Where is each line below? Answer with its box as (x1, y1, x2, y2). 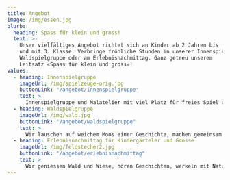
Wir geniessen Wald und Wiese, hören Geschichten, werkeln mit (25, 162, 210, 170)
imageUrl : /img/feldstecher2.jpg (19, 144, 115, 151)
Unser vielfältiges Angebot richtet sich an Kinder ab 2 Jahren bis (19, 42, 219, 49)
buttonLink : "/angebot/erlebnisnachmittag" (19, 150, 146, 157)
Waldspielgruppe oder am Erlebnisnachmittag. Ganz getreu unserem (19, 55, 213, 62)
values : (7, 67, 29, 74)
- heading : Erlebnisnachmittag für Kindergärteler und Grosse (13, 138, 194, 144)
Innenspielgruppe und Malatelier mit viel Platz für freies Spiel (25, 99, 219, 106)
